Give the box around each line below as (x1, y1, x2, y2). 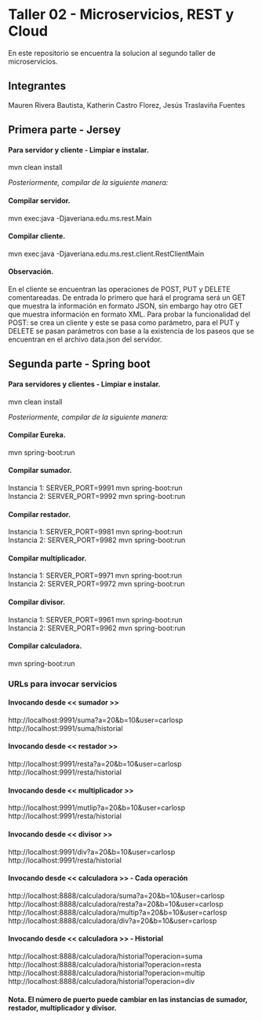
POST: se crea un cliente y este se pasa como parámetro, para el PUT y (8, 317, 240, 327)
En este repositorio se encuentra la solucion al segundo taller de (8, 48, 216, 57)
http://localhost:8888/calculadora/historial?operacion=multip (8, 968, 206, 978)
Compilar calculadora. (8, 641, 82, 651)
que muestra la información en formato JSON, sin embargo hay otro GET (8, 301, 243, 310)
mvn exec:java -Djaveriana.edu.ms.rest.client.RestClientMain (8, 249, 205, 258)
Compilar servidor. (8, 195, 71, 205)
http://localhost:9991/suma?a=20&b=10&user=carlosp (8, 715, 184, 725)
